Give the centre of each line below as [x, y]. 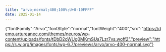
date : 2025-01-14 [23, 14]
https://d [152, 28]
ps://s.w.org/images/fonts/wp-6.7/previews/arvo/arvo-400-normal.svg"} [80, 44]
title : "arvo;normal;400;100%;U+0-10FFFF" [50, 10]
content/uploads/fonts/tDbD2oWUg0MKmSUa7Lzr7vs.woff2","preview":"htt [83, 39]
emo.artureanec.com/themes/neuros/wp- [48, 34]
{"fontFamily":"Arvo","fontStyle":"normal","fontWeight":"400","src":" [74, 28]
